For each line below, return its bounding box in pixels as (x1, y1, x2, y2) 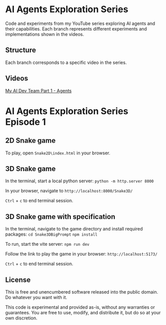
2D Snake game (5, 136, 56, 145)
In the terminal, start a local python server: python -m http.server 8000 (5, 178, 154, 184)
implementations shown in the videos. (5, 31, 85, 37)
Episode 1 (5, 116, 47, 127)
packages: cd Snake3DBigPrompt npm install (5, 231, 98, 237)
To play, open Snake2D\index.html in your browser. (5, 150, 110, 156)
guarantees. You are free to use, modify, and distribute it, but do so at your (5, 310, 161, 315)
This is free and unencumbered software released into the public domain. (5, 289, 158, 295)
